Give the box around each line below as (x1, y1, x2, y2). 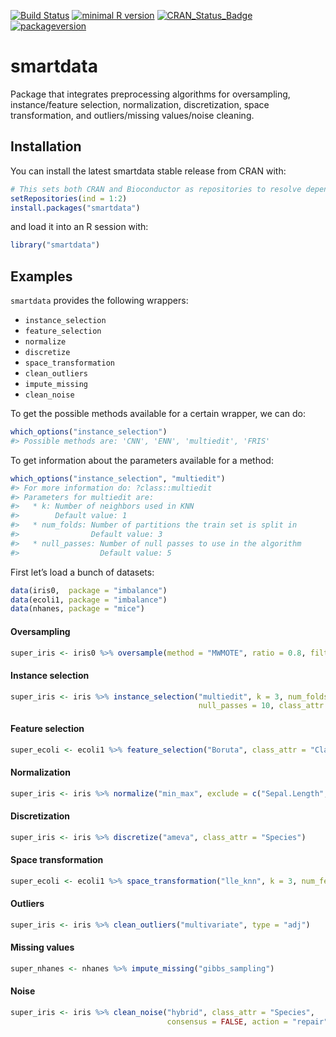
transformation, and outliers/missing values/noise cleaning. (10, 109, 255, 121)
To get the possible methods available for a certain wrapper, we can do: (10, 408, 307, 420)
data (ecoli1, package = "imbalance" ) (10, 595, 168, 605)
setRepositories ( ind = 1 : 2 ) (10, 193, 128, 204)
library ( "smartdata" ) (10, 240, 101, 250)
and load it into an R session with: (10, 221, 149, 233)
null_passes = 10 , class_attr (198, 701, 325, 711)
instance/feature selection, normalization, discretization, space (10, 98, 270, 110)
